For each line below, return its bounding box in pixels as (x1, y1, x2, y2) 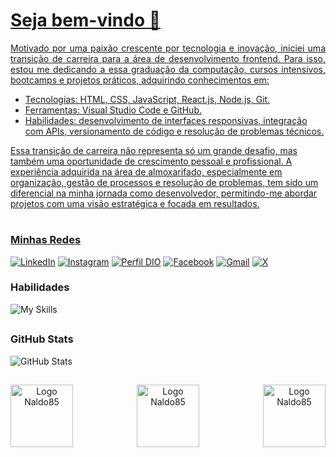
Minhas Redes (10, 233, 82, 247)
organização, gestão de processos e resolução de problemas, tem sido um (10, 176, 319, 188)
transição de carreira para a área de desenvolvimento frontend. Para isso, (10, 52, 326, 64)
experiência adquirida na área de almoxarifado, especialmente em (10, 165, 283, 178)
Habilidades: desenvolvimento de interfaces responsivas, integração (24, 114, 308, 126)
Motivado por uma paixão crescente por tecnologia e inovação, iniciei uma (10, 42, 326, 54)
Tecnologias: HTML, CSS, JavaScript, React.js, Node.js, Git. (24, 93, 271, 105)
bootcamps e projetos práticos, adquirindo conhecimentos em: (10, 74, 270, 86)
